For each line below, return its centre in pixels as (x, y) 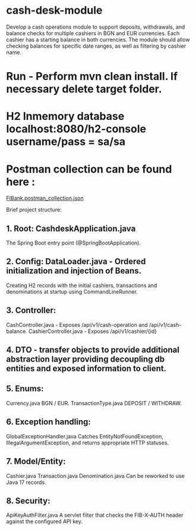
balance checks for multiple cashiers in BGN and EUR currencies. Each (93, 33)
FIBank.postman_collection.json (45, 198)
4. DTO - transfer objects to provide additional (93, 350)
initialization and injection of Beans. (74, 271)
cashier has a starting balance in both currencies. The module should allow (98, 39)
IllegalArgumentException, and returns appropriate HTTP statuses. (88, 443)
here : (21, 182)
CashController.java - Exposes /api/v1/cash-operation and (77, 325)
